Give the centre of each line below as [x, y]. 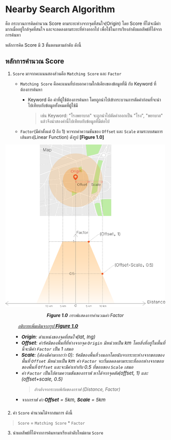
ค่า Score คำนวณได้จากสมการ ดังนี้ [42, 413]
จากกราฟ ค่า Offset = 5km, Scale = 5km [63, 400]
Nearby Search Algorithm [60, 9]
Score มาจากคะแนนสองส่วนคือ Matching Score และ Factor [67, 73]
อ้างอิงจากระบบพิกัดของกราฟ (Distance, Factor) [77, 389]
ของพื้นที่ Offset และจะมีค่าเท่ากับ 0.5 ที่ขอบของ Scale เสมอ [77, 367]
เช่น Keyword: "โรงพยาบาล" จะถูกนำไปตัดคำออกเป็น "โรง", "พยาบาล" [102, 115]
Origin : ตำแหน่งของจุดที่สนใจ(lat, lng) [58, 337]
